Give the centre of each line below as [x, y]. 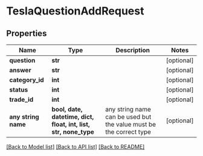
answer [20, 70]
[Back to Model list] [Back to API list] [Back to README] [76, 147]
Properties [27, 33]
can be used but [128, 117]
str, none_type [73, 132]
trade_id [21, 99]
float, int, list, [70, 124]
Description [133, 50]
